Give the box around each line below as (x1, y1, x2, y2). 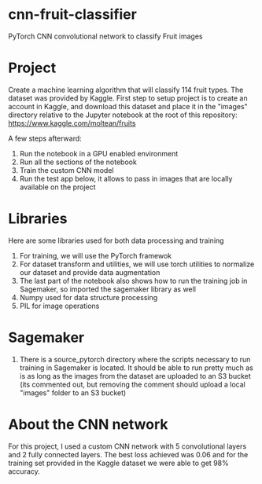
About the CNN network (8, 415, 168, 433)
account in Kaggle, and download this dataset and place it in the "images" (8, 101, 248, 111)
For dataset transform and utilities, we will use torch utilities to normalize (19, 259, 255, 269)
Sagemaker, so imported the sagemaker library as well (19, 284, 197, 294)
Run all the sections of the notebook (19, 157, 138, 167)
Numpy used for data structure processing (19, 292, 158, 302)
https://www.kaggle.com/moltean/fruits (8, 118, 136, 127)
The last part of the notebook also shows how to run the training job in (19, 276, 248, 285)
